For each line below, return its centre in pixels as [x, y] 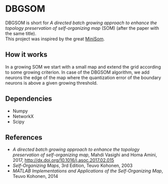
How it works [26, 55]
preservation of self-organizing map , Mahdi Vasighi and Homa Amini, [85, 155]
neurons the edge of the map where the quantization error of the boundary [83, 77]
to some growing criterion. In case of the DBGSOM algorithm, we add [77, 72]
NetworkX [23, 116]
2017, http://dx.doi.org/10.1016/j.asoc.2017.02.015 [63, 160]
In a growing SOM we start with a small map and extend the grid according [83, 67]
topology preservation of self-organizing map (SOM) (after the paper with [82, 28]
